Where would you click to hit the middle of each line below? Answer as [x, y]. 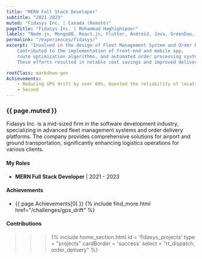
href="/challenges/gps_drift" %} [55, 210]
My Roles [18, 163]
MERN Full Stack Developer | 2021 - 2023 [67, 176]
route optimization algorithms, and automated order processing [99, 56]
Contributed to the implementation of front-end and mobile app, [101, 51]
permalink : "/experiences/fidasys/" [52, 40]
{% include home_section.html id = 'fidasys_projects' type [123, 237]
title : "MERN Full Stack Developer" [52, 12]
